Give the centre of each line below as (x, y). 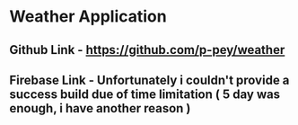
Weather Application (88, 17)
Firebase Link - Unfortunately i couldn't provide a (149, 80)
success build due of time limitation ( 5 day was (145, 94)
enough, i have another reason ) (100, 108)
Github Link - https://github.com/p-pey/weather (147, 50)
